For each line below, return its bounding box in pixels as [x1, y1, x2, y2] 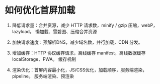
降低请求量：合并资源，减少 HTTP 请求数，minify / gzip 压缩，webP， [12, 22, 158, 28]
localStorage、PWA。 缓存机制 [12, 56, 76, 62]
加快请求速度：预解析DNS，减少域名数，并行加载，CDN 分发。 [12, 39, 143, 45]
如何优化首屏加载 [5, 5, 76, 16]
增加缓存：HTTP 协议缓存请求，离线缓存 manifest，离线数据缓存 [12, 50, 146, 56]
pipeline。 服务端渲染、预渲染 [12, 73, 74, 79]
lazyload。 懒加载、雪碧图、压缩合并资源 [12, 28, 98, 34]
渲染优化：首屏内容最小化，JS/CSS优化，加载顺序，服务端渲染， [12, 66, 147, 73]
